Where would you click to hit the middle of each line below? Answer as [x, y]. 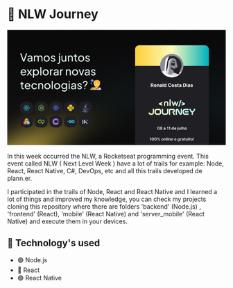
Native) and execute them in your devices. [68, 221]
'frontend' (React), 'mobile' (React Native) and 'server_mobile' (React [106, 214]
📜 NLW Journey [53, 14]
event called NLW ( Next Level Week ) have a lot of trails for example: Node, [115, 163]
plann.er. [20, 178]
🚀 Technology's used [54, 243]
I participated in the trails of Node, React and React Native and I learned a [112, 191]
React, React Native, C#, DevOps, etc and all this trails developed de [105, 170]
